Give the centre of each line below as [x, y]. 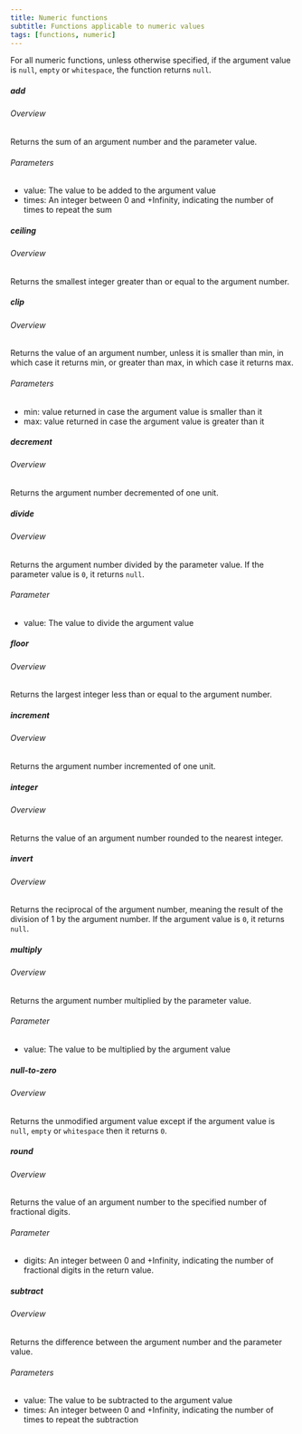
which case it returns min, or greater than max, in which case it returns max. [152, 362]
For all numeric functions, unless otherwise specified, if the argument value [151, 61]
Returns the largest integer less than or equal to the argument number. [141, 695]
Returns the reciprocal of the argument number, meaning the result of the [147, 909]
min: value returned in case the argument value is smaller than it [143, 411]
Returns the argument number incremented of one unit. [113, 766]
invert [22, 859]
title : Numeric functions [59, 18]
